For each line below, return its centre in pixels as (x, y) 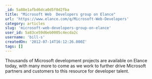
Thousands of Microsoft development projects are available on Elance (76, 60)
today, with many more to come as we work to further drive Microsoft (76, 66)
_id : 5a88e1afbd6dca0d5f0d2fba (37, 10)
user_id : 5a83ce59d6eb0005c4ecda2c (42, 33)
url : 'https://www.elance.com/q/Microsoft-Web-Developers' (67, 19)
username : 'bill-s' (25, 38)
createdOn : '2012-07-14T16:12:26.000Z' (46, 42)
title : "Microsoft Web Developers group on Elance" (60, 14)
